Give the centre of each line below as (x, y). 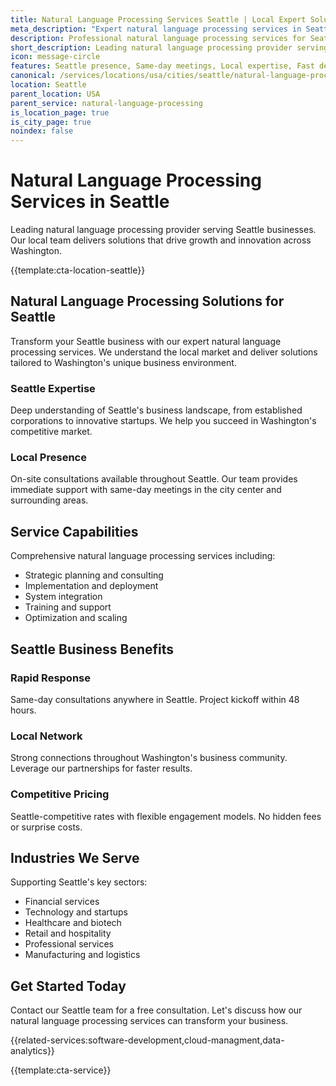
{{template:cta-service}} (61, 1070)
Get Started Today (68, 986)
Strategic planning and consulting (94, 575)
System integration (63, 597)
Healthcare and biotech (73, 923)
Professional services (69, 944)
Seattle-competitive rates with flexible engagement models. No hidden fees (166, 816)
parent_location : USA (55, 94)
